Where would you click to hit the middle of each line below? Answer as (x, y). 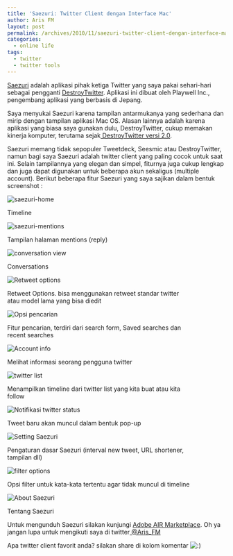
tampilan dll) (25, 457)
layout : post (26, 26)
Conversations (28, 266)
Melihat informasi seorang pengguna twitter (70, 362)
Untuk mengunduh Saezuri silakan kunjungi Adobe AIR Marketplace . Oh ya (114, 524)
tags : (15, 53)
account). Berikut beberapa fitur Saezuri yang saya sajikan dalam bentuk (111, 178)
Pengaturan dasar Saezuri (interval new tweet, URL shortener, (95, 450)
